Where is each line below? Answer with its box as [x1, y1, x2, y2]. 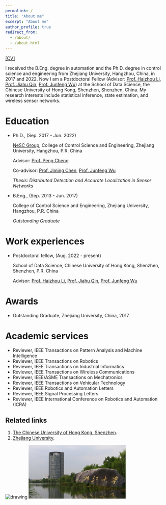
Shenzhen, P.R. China [12, 268, 59, 274]
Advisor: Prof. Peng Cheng [12, 157, 69, 163]
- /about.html [10, 41, 40, 46]
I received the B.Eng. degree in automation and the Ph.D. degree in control [5, 65, 161, 71]
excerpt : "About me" [5, 19, 49, 24]
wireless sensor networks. [5, 97, 61, 104]
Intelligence [12, 352, 37, 359]
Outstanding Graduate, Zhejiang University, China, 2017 [12, 312, 129, 318]
